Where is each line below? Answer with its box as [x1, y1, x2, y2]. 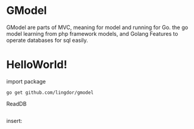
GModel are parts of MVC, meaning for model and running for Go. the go [6, 24, 189, 31]
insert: [6, 117, 23, 124]
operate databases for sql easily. [6, 36, 88, 44]
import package [6, 78, 46, 85]
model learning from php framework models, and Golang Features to [6, 30, 178, 37]
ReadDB [6, 100, 27, 107]
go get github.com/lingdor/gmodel [6, 89, 94, 96]
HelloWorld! [6, 58, 68, 71]
